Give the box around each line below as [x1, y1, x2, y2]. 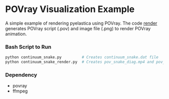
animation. [5, 31, 27, 37]
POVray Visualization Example [5, 4, 135, 15]
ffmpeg [12, 88, 28, 94]
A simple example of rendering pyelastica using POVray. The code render [5, 20, 157, 26]
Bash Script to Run [5, 43, 52, 50]
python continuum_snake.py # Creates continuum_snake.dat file [5, 55, 158, 60]
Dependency [5, 71, 38, 78]
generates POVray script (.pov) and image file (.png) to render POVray [5, 25, 151, 31]
